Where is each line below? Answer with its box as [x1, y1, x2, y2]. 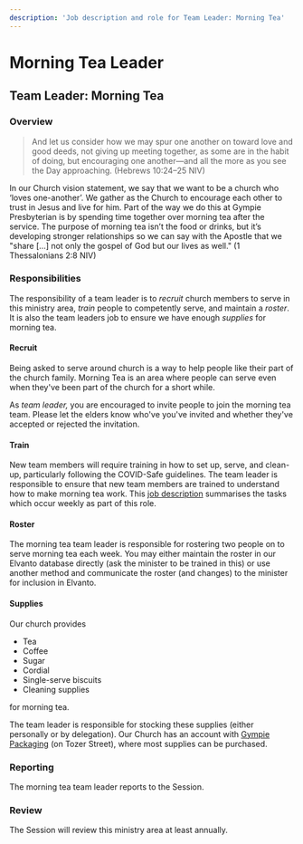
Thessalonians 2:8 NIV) [9, 250, 97, 261]
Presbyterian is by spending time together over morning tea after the [9, 211, 265, 222]
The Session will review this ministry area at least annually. [9, 825, 229, 836]
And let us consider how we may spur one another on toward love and [31, 136, 294, 147]
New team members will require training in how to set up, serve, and [9, 459, 264, 471]
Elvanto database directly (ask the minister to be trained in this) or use [9, 558, 271, 569]
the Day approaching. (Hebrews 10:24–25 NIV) [31, 165, 206, 176]
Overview [9, 115, 53, 128]
